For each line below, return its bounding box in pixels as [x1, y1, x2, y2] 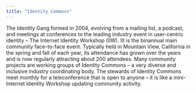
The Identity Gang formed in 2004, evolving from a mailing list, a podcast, [6, 24, 184, 31]
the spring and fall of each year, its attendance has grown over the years [6, 49, 181, 56]
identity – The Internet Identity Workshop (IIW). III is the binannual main [6, 37, 177, 44]
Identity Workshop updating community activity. [26, 80, 142, 87]
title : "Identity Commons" [6, 8, 72, 15]
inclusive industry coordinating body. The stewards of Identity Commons [6, 67, 181, 74]
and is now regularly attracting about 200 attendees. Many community [6, 55, 176, 62]
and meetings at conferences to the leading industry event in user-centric [6, 30, 184, 38]
